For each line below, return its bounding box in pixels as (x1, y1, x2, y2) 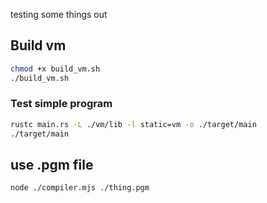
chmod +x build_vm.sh (10, 64, 101, 74)
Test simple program (10, 97, 113, 111)
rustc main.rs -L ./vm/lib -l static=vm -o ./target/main (10, 119, 257, 129)
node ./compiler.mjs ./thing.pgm (10, 183, 150, 193)
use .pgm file (10, 157, 94, 173)
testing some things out (10, 9, 108, 20)
